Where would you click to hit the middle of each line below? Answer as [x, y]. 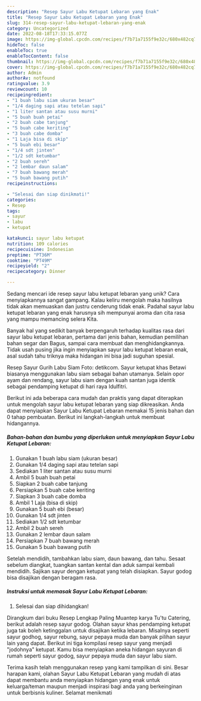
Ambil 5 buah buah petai [45, 477]
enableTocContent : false [38, 56]
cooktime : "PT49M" [30, 260]
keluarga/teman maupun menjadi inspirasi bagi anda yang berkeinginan [95, 686]
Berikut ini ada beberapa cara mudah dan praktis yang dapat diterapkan [95, 398]
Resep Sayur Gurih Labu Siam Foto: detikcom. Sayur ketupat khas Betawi [97, 367]
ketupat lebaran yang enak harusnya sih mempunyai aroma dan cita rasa [96, 313]
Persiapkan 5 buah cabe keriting [55, 490]
